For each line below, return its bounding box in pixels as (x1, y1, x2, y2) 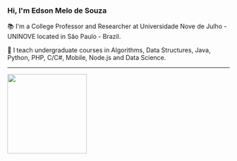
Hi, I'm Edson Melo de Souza (7, 6, 107, 16)
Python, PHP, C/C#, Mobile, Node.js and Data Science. (7, 54, 166, 62)
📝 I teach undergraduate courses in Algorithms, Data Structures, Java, (7, 46, 211, 54)
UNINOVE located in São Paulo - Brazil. (7, 32, 121, 41)
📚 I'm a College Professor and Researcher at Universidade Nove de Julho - (7, 22, 227, 30)
